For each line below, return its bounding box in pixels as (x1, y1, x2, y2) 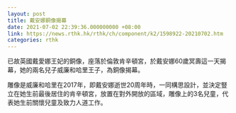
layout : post (7, 10, 46, 18)
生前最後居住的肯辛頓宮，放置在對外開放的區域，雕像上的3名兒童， (26, 90, 223, 98)
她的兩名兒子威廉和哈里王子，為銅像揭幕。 (19, 66, 144, 74)
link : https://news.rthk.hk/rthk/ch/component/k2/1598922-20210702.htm (7, 30, 223, 37)
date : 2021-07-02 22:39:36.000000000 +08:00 (7, 23, 141, 30)
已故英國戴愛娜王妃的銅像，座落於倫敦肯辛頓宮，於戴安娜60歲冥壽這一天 (7, 57, 220, 66)
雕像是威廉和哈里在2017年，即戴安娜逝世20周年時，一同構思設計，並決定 (7, 81, 222, 89)
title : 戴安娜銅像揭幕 (7, 17, 67, 24)
